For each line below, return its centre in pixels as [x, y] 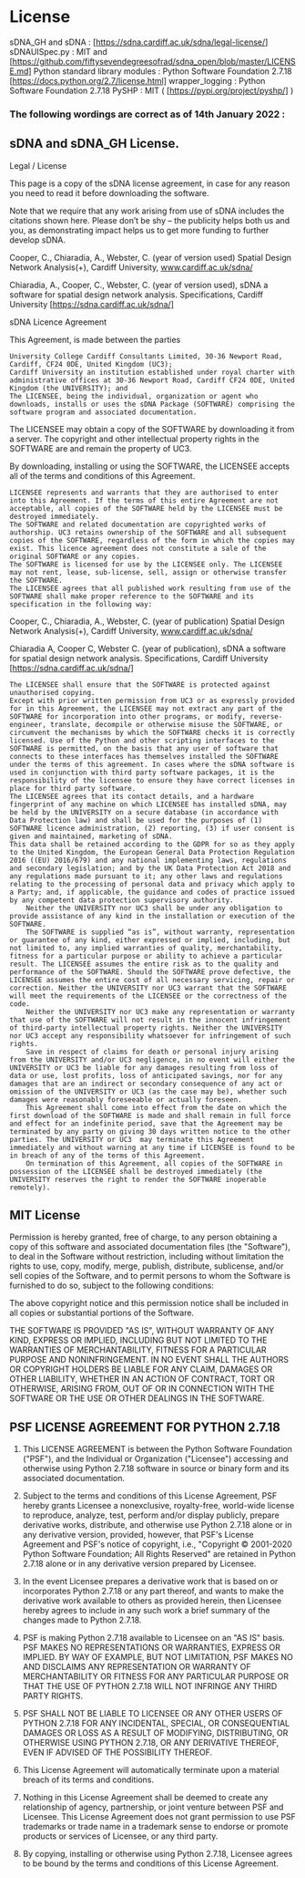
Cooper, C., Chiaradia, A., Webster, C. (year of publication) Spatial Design [147, 621]
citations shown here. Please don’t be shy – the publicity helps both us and [150, 220]
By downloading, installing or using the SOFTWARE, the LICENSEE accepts [149, 466]
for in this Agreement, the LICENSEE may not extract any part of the [146, 709]
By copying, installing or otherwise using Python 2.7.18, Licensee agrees [158, 1854]
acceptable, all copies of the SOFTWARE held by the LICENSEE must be [146, 508]
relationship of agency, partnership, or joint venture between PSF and [153, 1807]
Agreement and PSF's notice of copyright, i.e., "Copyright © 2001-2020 [158, 1544]
